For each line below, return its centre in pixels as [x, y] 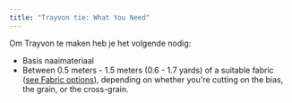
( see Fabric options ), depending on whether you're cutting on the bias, [153, 79]
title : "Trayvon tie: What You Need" [80, 17]
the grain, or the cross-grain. [75, 89]
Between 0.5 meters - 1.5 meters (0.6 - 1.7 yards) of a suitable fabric [148, 70]
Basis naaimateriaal [58, 60]
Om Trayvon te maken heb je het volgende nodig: [100, 43]
